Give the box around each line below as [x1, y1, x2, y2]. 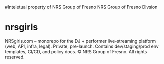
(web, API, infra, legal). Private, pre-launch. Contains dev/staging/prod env [5, 43, 159, 49]
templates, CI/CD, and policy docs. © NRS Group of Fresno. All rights [5, 48, 147, 54]
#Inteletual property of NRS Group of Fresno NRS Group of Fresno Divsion [5, 4, 158, 10]
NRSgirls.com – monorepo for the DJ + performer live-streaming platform [5, 38, 156, 44]
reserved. [5, 54, 25, 60]
